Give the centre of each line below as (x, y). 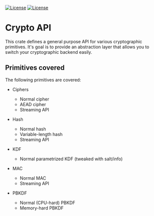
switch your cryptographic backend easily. (49, 52)
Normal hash (33, 129)
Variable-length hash (41, 134)
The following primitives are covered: (43, 80)
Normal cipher (35, 99)
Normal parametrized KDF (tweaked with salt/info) (71, 159)
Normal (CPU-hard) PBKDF (47, 203)
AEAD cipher (33, 104)
